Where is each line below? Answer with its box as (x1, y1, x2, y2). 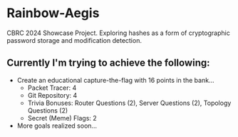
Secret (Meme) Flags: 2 (27, 113, 97, 122)
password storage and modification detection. (6, 36, 142, 44)
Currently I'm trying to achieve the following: (6, 57, 211, 69)
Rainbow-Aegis (6, 5, 100, 21)
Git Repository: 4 (27, 91, 78, 99)
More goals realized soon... (16, 121, 98, 130)
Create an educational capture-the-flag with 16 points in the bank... (16, 76, 214, 84)
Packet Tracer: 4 (27, 83, 77, 92)
